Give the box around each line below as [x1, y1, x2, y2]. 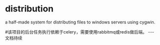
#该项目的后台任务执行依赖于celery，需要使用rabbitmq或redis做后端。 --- [5, 29, 154, 34]
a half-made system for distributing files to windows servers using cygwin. [5, 19, 156, 25]
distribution [5, 3, 54, 14]
